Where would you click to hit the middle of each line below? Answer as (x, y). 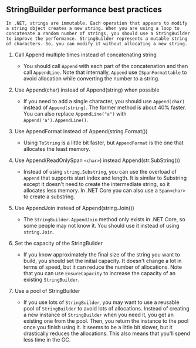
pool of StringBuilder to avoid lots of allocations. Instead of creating (106, 308)
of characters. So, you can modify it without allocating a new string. (97, 43)
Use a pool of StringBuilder (47, 290)
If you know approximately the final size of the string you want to (102, 254)
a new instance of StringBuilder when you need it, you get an (99, 315)
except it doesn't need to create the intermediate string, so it (97, 184)
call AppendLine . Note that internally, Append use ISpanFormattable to (105, 72)
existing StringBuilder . (51, 279)
